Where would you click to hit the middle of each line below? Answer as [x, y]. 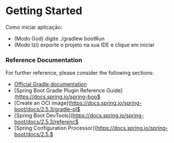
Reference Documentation [44, 60]
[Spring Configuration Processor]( [55, 128]
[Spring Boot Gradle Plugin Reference [59, 91]
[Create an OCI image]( [42, 103]
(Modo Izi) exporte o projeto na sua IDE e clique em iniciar [84, 45]
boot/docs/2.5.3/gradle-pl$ [47, 109]
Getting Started [44, 11]
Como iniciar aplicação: [34, 27]
